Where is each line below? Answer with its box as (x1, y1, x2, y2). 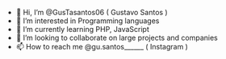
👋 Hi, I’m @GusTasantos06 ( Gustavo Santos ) (15, 8, 168, 17)
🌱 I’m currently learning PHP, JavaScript (15, 25, 149, 33)
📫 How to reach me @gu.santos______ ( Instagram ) (15, 42, 188, 51)
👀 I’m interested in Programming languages (15, 16, 160, 26)
